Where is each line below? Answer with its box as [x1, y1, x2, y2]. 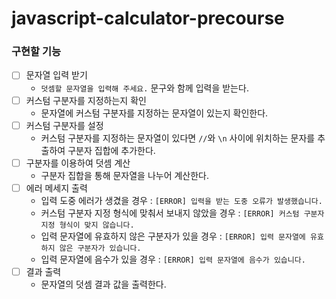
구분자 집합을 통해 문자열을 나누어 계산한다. [40, 169, 210, 181]
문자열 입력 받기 [25, 69, 88, 81]
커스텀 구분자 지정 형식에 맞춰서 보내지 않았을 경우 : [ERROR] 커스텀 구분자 [40, 207, 325, 219]
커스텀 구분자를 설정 [25, 119, 104, 131]
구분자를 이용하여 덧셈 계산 [25, 157, 131, 169]
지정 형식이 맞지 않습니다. [40, 220, 135, 230]
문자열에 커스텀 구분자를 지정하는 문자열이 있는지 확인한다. [40, 107, 269, 119]
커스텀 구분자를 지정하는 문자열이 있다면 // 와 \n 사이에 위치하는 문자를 [40, 132, 316, 144]
